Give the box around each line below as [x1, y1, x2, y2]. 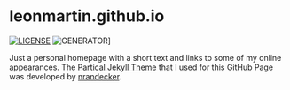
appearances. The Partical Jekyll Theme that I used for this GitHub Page [9, 62, 273, 72]
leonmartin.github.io [9, 6, 165, 26]
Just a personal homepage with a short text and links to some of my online [9, 52, 282, 63]
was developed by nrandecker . [9, 71, 122, 81]
